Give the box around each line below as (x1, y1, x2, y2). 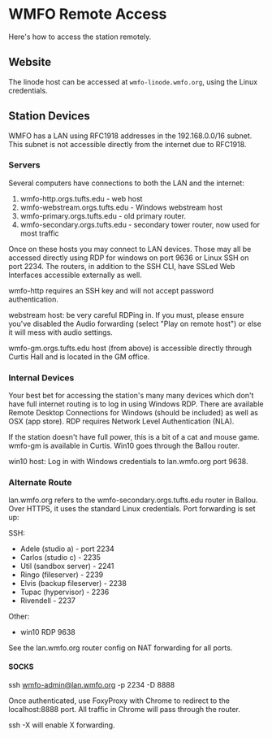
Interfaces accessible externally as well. (8, 270, 142, 280)
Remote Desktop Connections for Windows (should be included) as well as (8, 408, 258, 418)
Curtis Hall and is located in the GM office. (8, 351, 150, 362)
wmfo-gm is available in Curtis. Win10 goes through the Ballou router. (8, 441, 240, 451)
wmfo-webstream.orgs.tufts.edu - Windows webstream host (19, 202, 223, 212)
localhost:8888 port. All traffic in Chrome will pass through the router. (8, 704, 241, 714)
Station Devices (8, 109, 91, 123)
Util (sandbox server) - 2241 (19, 562, 114, 571)
